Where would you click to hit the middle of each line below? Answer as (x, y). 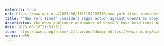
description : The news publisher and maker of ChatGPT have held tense (79, 23)
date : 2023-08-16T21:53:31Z (34, 27)
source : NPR (17, 36)
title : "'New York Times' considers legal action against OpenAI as (76, 18)
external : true (20, 9)
